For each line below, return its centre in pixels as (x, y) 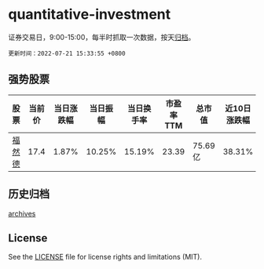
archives (22, 213)
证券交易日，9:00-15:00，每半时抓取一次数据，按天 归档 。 (102, 37)
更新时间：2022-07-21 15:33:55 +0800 (67, 53)
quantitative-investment (90, 15)
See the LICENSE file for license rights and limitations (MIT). (105, 257)
